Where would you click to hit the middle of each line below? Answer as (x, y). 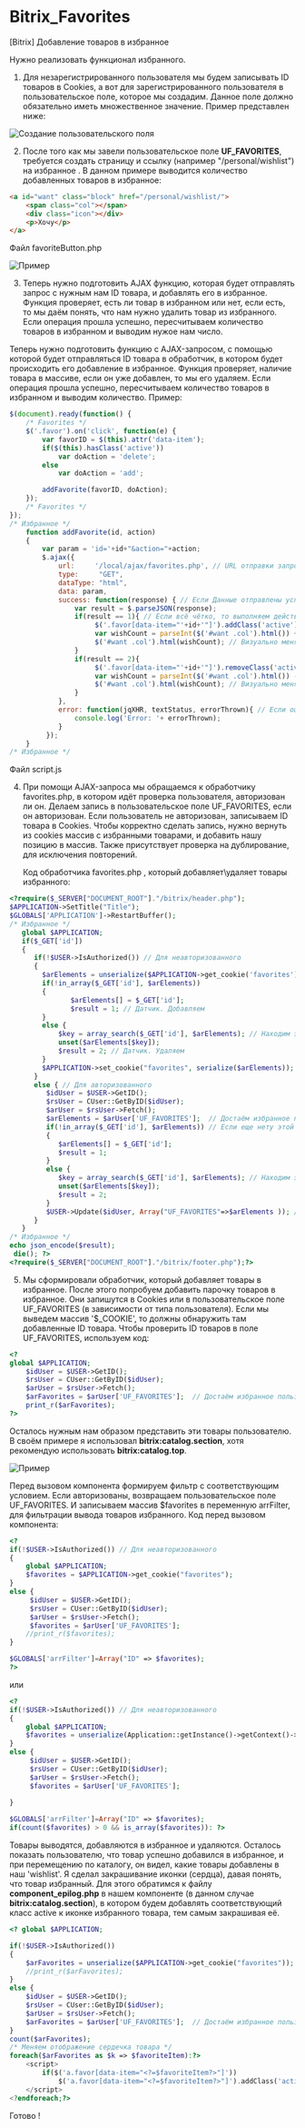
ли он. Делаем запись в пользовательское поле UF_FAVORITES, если (157, 806)
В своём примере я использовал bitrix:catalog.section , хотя (127, 1440)
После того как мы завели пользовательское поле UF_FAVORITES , (152, 151)
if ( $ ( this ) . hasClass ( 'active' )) (103, 448)
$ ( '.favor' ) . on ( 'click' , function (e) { (101, 431)
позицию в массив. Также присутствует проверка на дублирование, (156, 845)
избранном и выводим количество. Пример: (96, 398)
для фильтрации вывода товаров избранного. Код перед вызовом (138, 1514)
